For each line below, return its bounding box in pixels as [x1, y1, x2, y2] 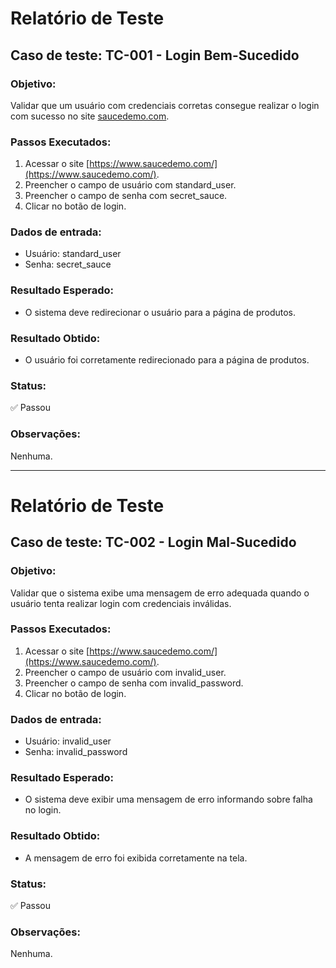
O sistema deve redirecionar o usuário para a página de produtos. [24, 306, 297, 318]
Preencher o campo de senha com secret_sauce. [24, 190, 228, 202]
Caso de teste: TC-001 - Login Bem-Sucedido [10, 47, 300, 64]
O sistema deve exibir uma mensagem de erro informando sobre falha [24, 793, 313, 806]
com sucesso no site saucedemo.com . [10, 110, 170, 122]
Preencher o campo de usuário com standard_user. [24, 179, 237, 191]
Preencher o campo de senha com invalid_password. [24, 677, 244, 689]
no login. [24, 804, 62, 816]
